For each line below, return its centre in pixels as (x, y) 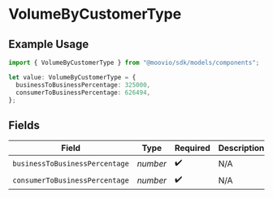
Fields (24, 125)
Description (241, 148)
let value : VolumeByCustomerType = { (72, 77)
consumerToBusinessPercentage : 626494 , (83, 93)
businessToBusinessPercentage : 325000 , (83, 85)
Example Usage (49, 44)
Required (193, 148)
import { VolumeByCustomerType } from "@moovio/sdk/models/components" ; (134, 62)
